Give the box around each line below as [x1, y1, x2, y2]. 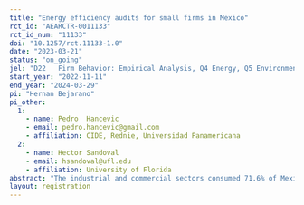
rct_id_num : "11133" [9, 30, 88, 39]
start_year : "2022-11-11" [9, 73, 107, 82]
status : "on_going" [9, 55, 83, 64]
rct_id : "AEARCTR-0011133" [9, 22, 111, 31]
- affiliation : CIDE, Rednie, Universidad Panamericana [25, 132, 242, 141]
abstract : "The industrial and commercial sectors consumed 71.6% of [9, 173, 278, 182]
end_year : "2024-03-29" [9, 81, 100, 90]
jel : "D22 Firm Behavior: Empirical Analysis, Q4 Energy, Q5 [9, 64, 253, 73]
